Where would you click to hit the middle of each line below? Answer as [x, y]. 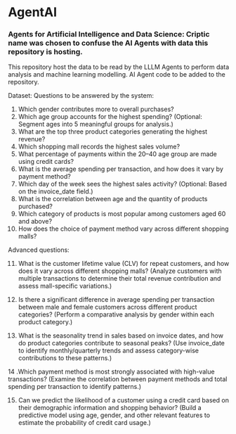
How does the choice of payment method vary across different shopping [123, 229]
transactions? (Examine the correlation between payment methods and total [118, 379]
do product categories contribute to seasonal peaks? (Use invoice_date [122, 343]
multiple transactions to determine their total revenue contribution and [119, 279]
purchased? [35, 206]
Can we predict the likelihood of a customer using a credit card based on [123, 400]
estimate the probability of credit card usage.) [85, 423]
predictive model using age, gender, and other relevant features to [114, 415]
